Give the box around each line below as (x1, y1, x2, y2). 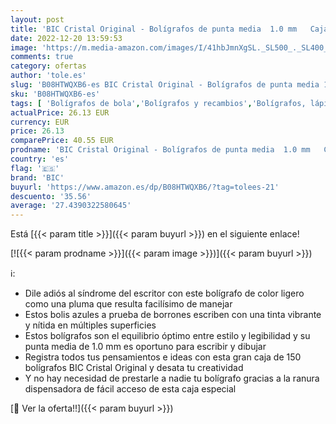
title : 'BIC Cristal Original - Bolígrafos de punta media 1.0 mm (10, 24, 298, 34)
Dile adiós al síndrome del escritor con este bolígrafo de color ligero (24, 287, 305, 300)
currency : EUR (10, 117, 70, 127)
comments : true (10, 52, 74, 62)
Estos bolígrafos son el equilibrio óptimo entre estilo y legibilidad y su (24, 330, 311, 342)
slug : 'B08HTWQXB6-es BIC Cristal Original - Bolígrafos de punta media (10, 80, 320, 90)
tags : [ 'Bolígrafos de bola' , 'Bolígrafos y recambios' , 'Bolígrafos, (10, 98, 307, 108)
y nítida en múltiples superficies (24, 319, 157, 331)
